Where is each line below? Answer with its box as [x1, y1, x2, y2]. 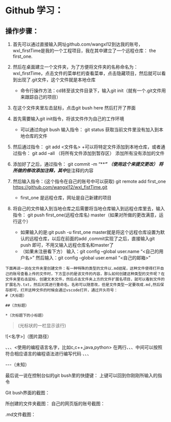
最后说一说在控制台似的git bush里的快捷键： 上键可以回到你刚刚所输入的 [5, 372, 158, 379]
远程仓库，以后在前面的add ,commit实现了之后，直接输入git [29, 236, 155, 241]
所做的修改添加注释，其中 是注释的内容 [12, 167, 93, 173]
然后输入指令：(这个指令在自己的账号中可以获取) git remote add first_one [12, 179, 166, 184]
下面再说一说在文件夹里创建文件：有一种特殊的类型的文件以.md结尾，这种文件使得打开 [5, 266, 161, 271]
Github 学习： [5, 5, 64, 16]
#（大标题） [5, 293, 27, 298]
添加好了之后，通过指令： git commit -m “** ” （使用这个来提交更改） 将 [12, 161, 163, 167]
